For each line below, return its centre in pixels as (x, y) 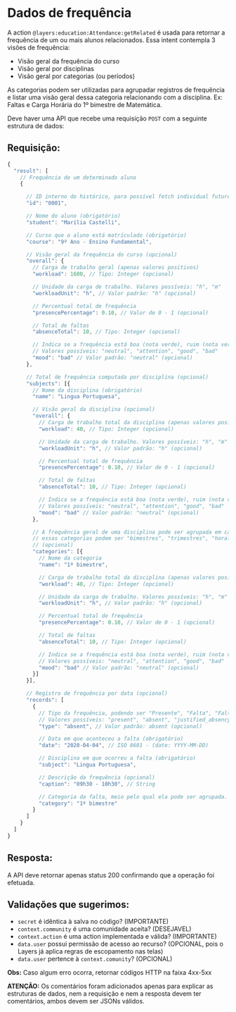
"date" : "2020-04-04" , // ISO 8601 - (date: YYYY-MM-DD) (124, 746)
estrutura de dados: (36, 125)
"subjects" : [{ (48, 383)
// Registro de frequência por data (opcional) (97, 693)
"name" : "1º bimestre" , (73, 564)
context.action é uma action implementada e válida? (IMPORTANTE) (117, 937)
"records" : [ (45, 700)
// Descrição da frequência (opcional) (97, 777)
